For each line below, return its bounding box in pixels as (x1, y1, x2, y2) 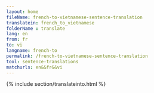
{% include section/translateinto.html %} (6, 80, 106, 88)
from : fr (6, 36, 28, 42)
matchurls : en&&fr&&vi (6, 64, 63, 70)
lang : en (6, 31, 28, 37)
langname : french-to (6, 48, 58, 54)
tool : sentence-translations (6, 58, 79, 64)
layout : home (6, 8, 39, 15)
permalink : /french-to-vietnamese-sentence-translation (6, 53, 148, 59)
